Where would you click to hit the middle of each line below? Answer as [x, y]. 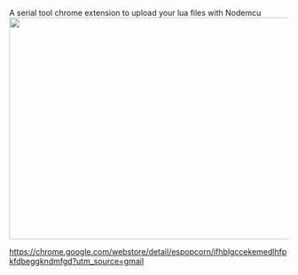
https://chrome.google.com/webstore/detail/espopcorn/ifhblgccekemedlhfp [148, 251]
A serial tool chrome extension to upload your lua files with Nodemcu [135, 13]
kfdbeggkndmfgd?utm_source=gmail [77, 261]
